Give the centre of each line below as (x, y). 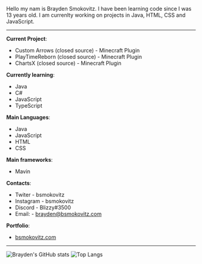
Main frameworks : (29, 160)
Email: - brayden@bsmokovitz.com (58, 214)
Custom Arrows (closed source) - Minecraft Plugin (77, 50)
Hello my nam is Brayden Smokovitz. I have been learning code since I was (99, 9)
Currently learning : (31, 75)
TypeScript (29, 106)
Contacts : (19, 183)
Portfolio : (18, 226)
